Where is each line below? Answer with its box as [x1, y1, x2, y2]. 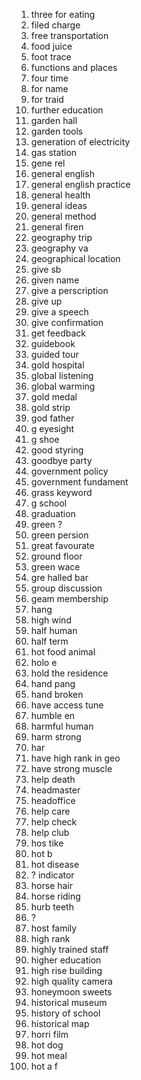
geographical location [30, 253, 121, 264]
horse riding [30, 890, 81, 902]
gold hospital [30, 359, 85, 371]
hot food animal [30, 646, 96, 658]
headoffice [30, 795, 76, 806]
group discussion [30, 582, 103, 594]
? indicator [30, 869, 75, 881]
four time [30, 72, 69, 84]
